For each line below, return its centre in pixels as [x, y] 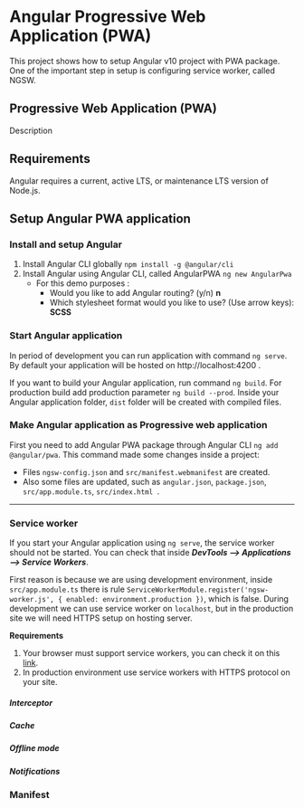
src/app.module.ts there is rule [67, 589]
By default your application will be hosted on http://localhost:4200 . [135, 365]
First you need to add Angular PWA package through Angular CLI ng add [144, 444]
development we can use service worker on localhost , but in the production [152, 609]
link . [30, 663]
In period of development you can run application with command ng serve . [148, 356]
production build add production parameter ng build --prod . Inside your [144, 392]
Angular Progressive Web [108, 17]
